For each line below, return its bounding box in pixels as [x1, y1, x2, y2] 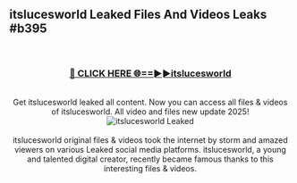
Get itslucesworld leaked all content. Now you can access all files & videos [13, 97, 288, 108]
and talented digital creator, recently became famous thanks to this [26, 154, 275, 164]
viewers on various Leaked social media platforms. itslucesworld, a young [14, 145, 286, 155]
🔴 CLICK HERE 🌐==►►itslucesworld [69, 67, 232, 79]
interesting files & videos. [104, 163, 197, 174]
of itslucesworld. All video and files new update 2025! [51, 106, 250, 117]
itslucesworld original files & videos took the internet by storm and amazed [13, 135, 288, 146]
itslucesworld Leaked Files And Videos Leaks [9, 7, 267, 22]
